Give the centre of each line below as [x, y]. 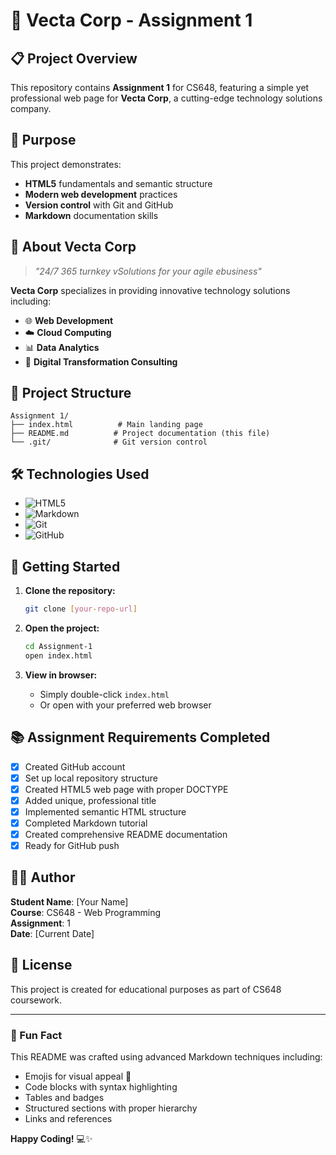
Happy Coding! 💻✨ [51, 1138]
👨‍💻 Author [43, 877]
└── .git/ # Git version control [109, 442]
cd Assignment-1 [58, 646]
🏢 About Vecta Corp [73, 247]
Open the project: [62, 628]
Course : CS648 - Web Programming [86, 912]
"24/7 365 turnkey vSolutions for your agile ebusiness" [148, 271]
